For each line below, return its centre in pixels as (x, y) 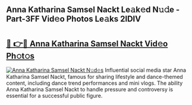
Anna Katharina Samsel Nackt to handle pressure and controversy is (90, 89)
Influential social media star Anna (145, 70)
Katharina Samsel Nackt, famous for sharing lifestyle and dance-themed (95, 77)
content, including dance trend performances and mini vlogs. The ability (95, 83)
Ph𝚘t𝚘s (20, 56)
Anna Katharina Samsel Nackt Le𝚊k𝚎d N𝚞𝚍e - (93, 10)
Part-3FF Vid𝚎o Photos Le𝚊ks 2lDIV (74, 19)
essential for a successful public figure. (54, 96)
